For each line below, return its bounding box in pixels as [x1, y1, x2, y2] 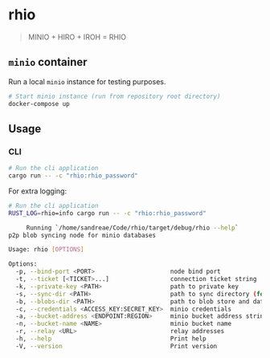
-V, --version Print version [15, 342, 218, 350]
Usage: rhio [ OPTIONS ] [8, 246, 84, 254]
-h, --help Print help [15, 335, 207, 343]
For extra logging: [8, 186, 67, 196]
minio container [8, 55, 88, 69]
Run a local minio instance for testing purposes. [8, 76, 166, 86]
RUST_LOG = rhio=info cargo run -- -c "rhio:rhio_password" [8, 209, 207, 218]
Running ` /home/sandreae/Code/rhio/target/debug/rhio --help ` [26, 223, 239, 232]
